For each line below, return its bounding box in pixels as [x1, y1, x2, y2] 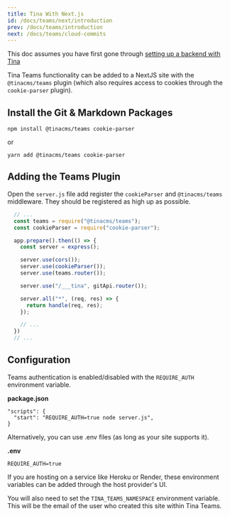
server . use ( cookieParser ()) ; [20, 263, 106, 270]
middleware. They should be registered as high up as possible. [7, 197, 191, 206]
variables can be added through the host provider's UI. [7, 480, 168, 488]
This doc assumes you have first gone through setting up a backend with [7, 50, 221, 58]
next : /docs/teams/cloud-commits [7, 30, 106, 38]
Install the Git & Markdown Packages [7, 106, 173, 119]
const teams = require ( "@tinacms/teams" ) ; [13, 217, 141, 224]
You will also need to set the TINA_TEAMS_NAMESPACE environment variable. [7, 494, 220, 503]
